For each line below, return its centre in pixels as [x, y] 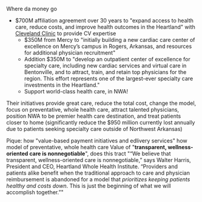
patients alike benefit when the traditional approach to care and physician [98, 173]
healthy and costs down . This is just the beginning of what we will [89, 186]
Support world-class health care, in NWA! [76, 91]
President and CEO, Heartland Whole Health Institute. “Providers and [92, 167]
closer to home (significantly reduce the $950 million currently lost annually [101, 123]
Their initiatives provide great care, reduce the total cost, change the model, [101, 103]
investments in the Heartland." [62, 85]
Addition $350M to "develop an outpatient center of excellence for [107, 59]
